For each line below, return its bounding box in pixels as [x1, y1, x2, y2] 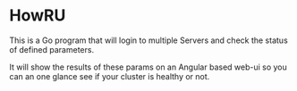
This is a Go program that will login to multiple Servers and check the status [9, 35, 288, 45]
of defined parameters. [9, 44, 95, 54]
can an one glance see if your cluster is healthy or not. [9, 70, 210, 81]
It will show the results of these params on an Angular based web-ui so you [9, 62, 288, 72]
